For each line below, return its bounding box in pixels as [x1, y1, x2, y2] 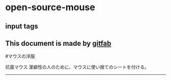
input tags [5, 22, 38, 31]
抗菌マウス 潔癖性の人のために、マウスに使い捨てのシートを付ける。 [5, 64, 149, 70]
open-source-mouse [5, 2, 95, 13]
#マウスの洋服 [5, 53, 35, 60]
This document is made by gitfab [5, 39, 111, 47]
